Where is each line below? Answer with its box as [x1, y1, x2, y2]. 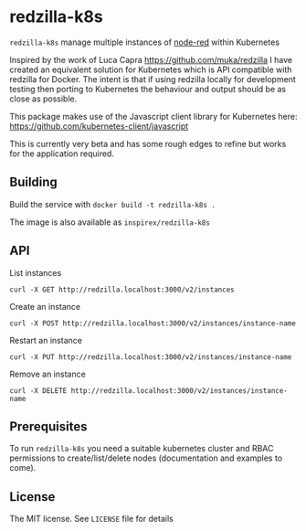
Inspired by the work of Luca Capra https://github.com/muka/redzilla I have [9, 54, 293, 65]
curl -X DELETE [9, 386, 68, 395]
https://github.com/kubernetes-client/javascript [9, 121, 189, 132]
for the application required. [9, 148, 114, 159]
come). [9, 462, 37, 473]
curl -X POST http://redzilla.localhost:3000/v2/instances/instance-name [9, 318, 297, 328]
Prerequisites [9, 419, 88, 434]
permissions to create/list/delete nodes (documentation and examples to [9, 452, 283, 463]
